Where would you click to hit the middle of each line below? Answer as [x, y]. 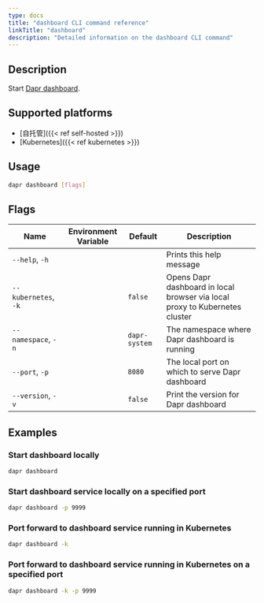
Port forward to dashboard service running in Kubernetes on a [129, 564]
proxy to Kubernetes [204, 307]
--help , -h [31, 259]
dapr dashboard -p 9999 [47, 508]
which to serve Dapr [203, 372]
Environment [93, 232]
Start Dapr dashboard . [44, 88]
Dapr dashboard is [200, 340]
